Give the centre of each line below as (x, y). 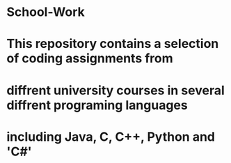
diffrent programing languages (97, 105)
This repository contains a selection (113, 44)
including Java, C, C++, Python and (111, 137)
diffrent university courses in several (116, 90)
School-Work (46, 12)
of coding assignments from (90, 59)
